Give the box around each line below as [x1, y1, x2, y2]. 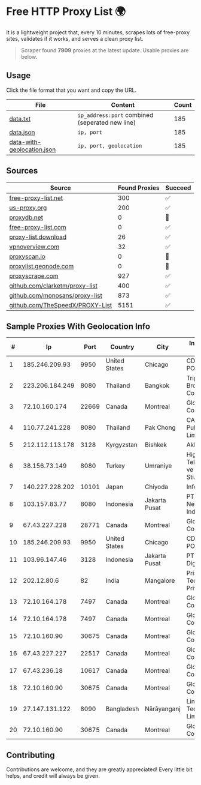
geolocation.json [9, 145, 56, 154]
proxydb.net [9, 213, 44, 221]
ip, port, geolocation [77, 142, 142, 149]
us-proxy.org [9, 203, 47, 212]
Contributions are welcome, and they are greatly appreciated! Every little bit [6, 766, 193, 773]
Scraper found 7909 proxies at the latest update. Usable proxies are [20, 46, 189, 54]
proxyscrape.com [9, 271, 59, 280]
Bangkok [144, 382, 170, 390]
